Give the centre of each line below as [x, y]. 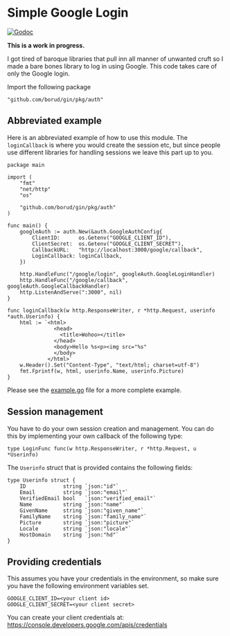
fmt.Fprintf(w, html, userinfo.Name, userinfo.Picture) [102, 371]
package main [26, 165]
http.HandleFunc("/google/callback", [74, 280]
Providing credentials [54, 562]
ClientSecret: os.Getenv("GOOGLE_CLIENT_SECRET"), [108, 244]
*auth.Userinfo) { [34, 317]
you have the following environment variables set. [78, 586]
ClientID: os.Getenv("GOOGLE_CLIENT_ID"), [102, 238]
